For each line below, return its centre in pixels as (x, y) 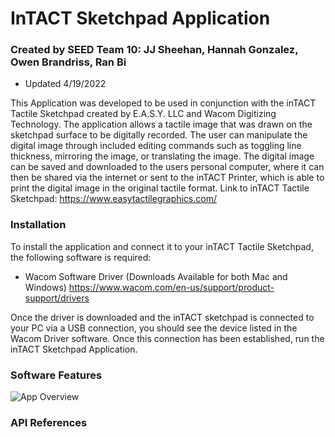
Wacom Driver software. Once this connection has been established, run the (167, 338)
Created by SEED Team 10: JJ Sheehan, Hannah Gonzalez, (154, 50)
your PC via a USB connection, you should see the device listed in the (154, 328)
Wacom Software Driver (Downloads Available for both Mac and (156, 276)
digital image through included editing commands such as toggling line (156, 146)
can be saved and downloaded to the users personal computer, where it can (167, 167)
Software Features (56, 375)
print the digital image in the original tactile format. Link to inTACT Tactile (160, 188)
